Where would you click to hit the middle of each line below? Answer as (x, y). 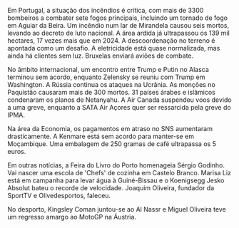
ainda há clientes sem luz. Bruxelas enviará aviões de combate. (101, 56)
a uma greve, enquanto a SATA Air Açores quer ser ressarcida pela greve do (119, 107)
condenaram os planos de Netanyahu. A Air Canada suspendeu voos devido (119, 100)
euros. (17, 151)
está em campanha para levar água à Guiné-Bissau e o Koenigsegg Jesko (116, 180)
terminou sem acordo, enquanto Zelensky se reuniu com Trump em (106, 77)
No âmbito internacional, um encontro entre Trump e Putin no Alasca (108, 69)
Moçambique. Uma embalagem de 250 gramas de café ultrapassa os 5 (112, 144)
